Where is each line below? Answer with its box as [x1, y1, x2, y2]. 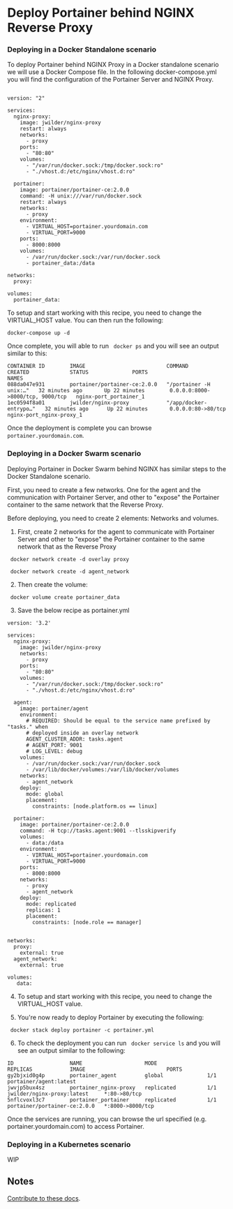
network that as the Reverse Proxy [17, 542, 116, 551]
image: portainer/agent [20, 705, 89, 712]
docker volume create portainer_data [10, 593, 120, 601]
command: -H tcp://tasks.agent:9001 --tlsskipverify [20, 827, 176, 834]
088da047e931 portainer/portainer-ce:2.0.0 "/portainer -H [7, 381, 211, 388]
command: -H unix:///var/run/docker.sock [20, 193, 142, 200]
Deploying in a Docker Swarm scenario [7, 449, 142, 459]
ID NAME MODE [7, 1060, 158, 1067]
